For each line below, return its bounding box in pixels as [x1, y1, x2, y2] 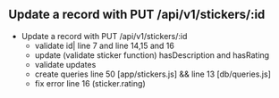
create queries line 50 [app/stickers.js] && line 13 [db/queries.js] [34, 69, 272, 79]
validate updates [34, 59, 97, 69]
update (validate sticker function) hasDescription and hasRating [34, 49, 270, 61]
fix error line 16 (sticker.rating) [34, 78, 146, 88]
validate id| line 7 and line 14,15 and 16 [34, 40, 175, 51]
